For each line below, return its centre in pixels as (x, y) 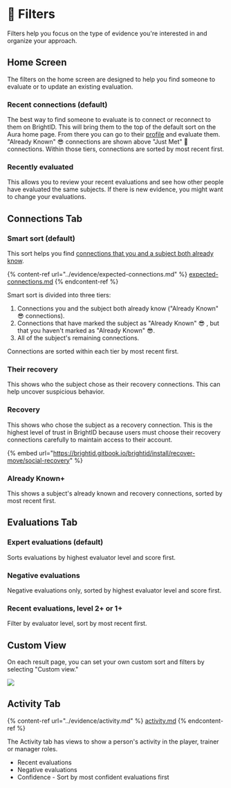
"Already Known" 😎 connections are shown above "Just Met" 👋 (98, 142)
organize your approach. (42, 40)
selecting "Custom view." (43, 669)
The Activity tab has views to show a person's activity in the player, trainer (113, 742)
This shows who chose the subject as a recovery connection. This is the (110, 425)
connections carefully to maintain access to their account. (90, 439)
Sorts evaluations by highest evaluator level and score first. (92, 557)
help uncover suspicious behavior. (56, 392)
